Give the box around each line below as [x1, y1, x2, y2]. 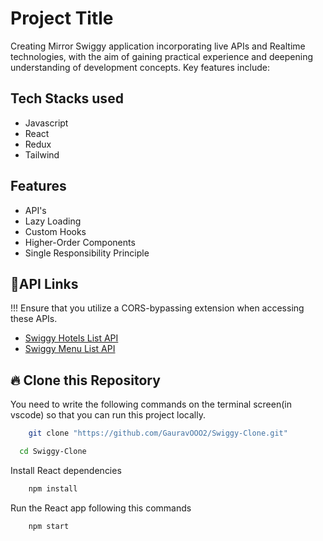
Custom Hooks [24, 225, 87, 237]
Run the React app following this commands [10, 502, 192, 514]
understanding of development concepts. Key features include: [10, 61, 270, 73]
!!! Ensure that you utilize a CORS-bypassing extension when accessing [10, 302, 305, 314]
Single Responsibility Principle [24, 247, 150, 259]
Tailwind [24, 148, 60, 161]
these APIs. [10, 313, 58, 325]
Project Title [10, 7, 114, 30]
